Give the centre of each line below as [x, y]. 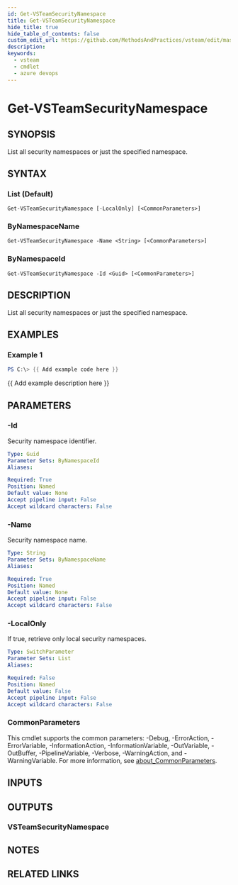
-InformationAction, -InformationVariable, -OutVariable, [130, 745]
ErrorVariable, [28, 745]
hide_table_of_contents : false [53, 34]
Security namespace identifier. [52, 441]
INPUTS [25, 783]
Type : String [27, 553]
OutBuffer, [22, 753]
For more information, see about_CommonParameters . [138, 760]
